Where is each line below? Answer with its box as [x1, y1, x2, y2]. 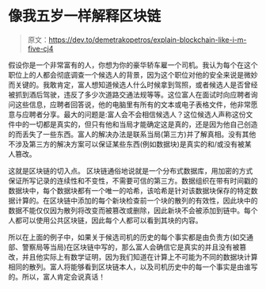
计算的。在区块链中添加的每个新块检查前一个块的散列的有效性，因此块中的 [14, 196, 258, 205]
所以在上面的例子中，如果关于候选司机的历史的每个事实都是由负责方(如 [8, 232, 240, 241]
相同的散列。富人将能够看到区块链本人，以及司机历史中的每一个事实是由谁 [8, 262, 251, 272]
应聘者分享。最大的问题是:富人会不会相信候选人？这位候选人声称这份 [21, 109, 247, 119]
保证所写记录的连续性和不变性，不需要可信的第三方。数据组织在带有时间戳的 [8, 176, 258, 185]
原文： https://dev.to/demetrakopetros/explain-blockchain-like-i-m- [27, 35, 247, 44]
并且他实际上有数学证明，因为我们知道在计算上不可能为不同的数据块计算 [21, 252, 258, 261]
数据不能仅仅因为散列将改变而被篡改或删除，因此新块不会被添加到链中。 [8, 205, 244, 215]
